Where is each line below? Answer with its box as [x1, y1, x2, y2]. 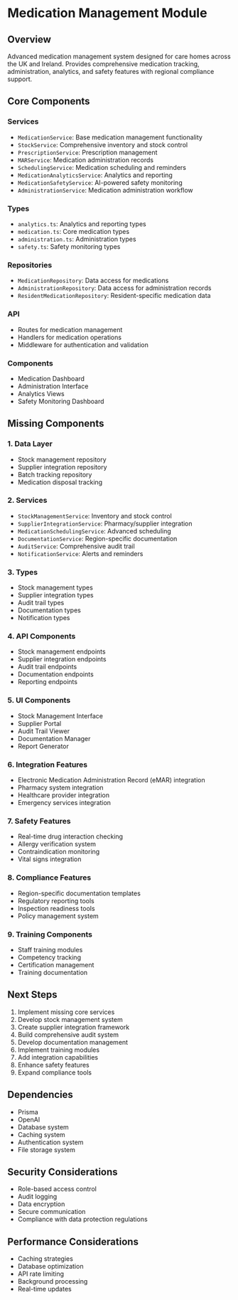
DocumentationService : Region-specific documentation [17, 534, 178, 543]
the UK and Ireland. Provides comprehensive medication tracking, [7, 60, 200, 68]
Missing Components [7, 417, 104, 430]
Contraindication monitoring [17, 848, 100, 856]
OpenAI [17, 1115, 40, 1124]
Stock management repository [17, 455, 107, 464]
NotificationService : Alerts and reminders [17, 549, 144, 558]
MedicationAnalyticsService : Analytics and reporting [17, 171, 173, 179]
